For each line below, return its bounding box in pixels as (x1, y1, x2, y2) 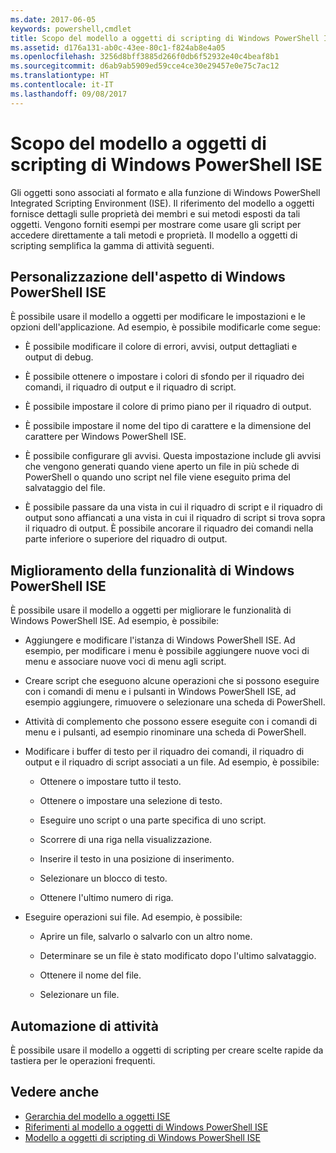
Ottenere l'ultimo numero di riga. (39, 892, 174, 904)
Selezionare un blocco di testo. (39, 872, 168, 885)
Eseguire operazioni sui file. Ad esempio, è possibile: (24, 911, 243, 923)
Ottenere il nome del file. (39, 969, 142, 981)
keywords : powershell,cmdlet (10, 24, 132, 34)
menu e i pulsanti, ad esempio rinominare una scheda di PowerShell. (24, 726, 307, 738)
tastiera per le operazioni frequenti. (10, 1055, 156, 1066)
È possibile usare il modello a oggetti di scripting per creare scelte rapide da (10, 1044, 324, 1056)
